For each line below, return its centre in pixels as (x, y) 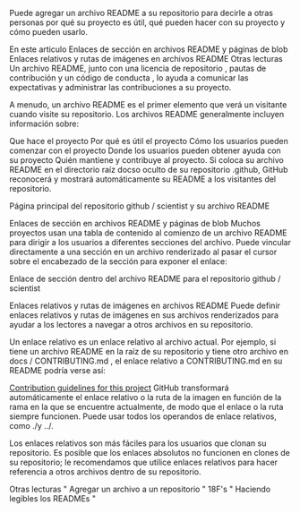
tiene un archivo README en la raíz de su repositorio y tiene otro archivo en (149, 351)
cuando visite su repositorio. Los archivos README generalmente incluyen (147, 114)
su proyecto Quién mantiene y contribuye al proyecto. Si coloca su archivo (146, 160)
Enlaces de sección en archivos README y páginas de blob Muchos (135, 223)
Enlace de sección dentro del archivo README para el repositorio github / (145, 278)
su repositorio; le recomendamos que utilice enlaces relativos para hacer (144, 462)
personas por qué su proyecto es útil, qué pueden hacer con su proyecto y (147, 22)
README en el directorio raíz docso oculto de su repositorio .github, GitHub (149, 170)
